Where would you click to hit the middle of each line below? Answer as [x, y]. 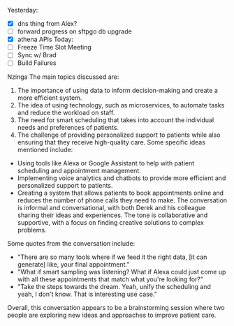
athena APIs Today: [45, 39]
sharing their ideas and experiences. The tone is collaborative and [112, 215]
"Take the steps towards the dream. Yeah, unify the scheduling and [114, 287]
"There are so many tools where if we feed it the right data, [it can [112, 257]
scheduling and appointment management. [79, 171]
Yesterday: [23, 10]
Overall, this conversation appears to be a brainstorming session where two [116, 308]
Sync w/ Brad [37, 55]
